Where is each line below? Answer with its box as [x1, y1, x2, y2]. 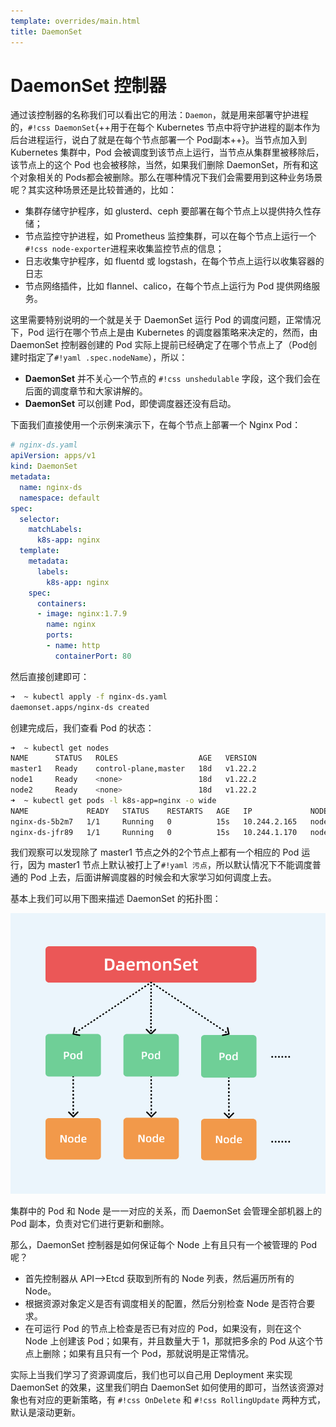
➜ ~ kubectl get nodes [10, 743, 110, 753]
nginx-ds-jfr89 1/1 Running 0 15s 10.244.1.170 [10, 827, 298, 837]
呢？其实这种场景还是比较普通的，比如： [10, 184, 177, 196]
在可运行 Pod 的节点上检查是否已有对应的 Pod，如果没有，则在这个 [24, 1322, 302, 1334]
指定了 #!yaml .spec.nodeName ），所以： [27, 351, 188, 364]
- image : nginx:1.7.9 [36, 609, 128, 619]
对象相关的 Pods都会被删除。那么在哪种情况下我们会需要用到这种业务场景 [18, 171, 323, 184]
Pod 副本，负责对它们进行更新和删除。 [10, 1217, 170, 1229]
